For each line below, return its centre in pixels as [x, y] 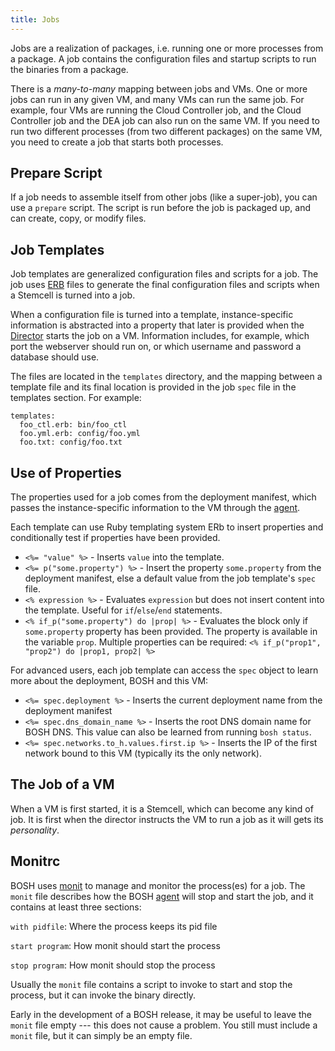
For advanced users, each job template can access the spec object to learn [164, 670]
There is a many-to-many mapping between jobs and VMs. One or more [159, 88]
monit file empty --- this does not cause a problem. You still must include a [164, 1025]
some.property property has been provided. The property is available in [171, 632]
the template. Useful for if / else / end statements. [123, 610]
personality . [35, 830]
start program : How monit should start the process [115, 945]
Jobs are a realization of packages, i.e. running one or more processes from [167, 48]
